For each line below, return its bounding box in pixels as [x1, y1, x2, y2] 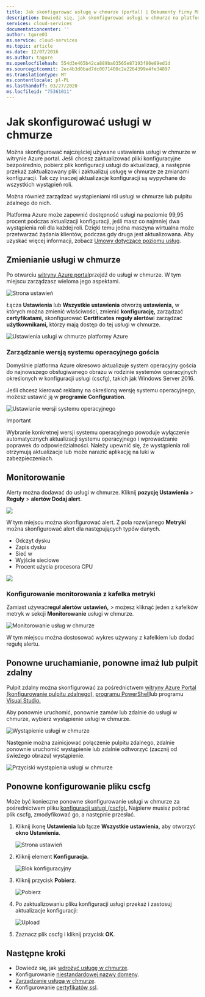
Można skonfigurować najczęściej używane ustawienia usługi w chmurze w [6, 148, 196, 155]
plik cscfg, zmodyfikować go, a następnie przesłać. [6, 810, 135, 818]
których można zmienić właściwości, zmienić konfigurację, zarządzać [6, 307, 184, 315]
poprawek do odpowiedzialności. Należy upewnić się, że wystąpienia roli [6, 441, 190, 449]
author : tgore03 [6, 32, 48, 38]
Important [6, 417, 31, 424]
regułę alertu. [6, 640, 40, 648]
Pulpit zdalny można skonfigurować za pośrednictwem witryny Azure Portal [6, 684, 196, 691]
